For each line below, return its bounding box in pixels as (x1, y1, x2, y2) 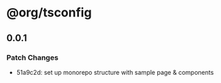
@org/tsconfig (6, 5, 92, 21)
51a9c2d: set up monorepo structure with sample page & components (16, 68, 214, 76)
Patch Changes (6, 53, 59, 62)
